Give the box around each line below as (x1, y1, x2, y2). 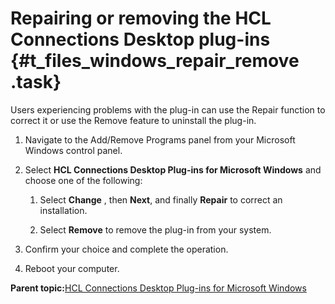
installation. (39, 204, 88, 216)
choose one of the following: (24, 174, 143, 186)
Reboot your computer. (24, 262, 120, 274)
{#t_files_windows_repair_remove (10, 50, 300, 72)
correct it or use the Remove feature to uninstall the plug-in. (10, 114, 257, 126)
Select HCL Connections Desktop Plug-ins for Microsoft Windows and (24, 163, 322, 176)
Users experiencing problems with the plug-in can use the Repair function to (10, 103, 326, 116)
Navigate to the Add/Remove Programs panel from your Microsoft (24, 133, 296, 146)
